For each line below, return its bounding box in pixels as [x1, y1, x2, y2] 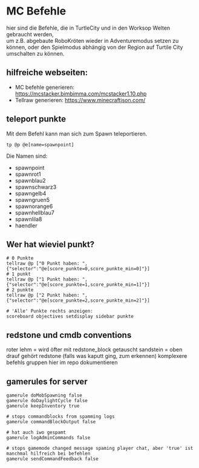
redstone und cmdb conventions [6, 330, 132, 340]
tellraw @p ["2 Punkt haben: [6, 292, 80, 299]
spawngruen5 [15, 196, 50, 203]
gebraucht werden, [6, 30, 54, 37]
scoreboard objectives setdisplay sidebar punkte [6, 313, 134, 320]
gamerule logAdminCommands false [6, 435, 91, 441]
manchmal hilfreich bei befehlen [6, 450, 91, 457]
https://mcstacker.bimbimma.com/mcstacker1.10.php [15, 89, 147, 97]
